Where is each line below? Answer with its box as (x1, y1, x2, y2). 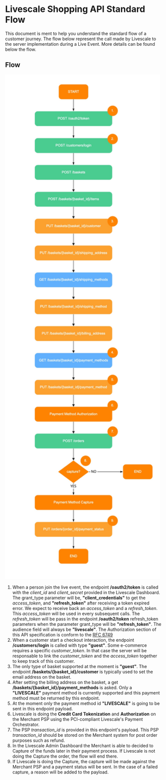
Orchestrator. (12, 722, 40, 728)
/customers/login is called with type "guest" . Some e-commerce (12, 642, 147, 648)
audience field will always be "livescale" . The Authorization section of (12, 626, 157, 632)
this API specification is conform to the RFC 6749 (12, 632, 113, 638)
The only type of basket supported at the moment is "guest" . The (12, 664, 147, 670)
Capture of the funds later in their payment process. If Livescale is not (12, 748, 155, 754)
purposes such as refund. (12, 737, 65, 744)
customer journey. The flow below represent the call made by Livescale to (5, 36, 156, 42)
